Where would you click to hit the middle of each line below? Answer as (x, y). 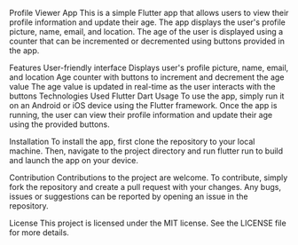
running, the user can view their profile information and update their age (141, 115)
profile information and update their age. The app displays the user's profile (147, 22)
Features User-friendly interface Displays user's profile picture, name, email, (149, 67)
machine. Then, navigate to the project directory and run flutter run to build (146, 151)
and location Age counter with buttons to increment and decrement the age (147, 77)
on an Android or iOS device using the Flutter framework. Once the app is (143, 105)
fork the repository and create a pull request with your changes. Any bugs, (145, 187)
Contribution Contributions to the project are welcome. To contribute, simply (149, 178)
